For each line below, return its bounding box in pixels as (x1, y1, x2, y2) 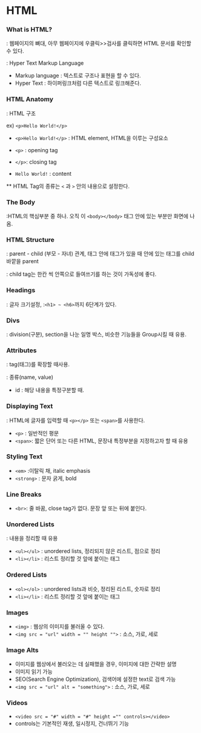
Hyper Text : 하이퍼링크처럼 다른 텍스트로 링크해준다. (15, 79, 141, 87)
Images (6, 608, 29, 617)
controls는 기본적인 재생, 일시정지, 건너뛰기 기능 (15, 720, 129, 727)
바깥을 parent (6, 258, 39, 265)
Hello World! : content (15, 170, 71, 177)
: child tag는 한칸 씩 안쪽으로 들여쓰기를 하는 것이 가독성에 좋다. (6, 270, 157, 278)
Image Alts (6, 646, 39, 654)
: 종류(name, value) (6, 373, 53, 381)
